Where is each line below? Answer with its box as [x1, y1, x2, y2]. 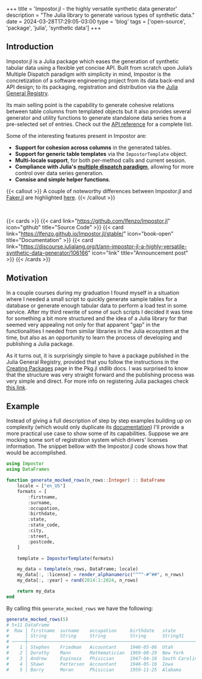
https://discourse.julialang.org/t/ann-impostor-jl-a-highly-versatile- [20, 243, 188, 250]
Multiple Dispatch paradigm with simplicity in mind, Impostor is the [6, 70, 171, 78]
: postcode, [28, 539, 55, 545]
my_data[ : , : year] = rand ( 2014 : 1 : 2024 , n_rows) [17, 577, 138, 583]
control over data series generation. [14, 169, 104, 176]
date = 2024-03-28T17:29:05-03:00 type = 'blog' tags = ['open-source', [6, 18, 186, 25]
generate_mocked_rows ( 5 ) [6, 616, 69, 622]
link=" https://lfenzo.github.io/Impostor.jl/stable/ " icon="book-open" [6, 230, 174, 237]
